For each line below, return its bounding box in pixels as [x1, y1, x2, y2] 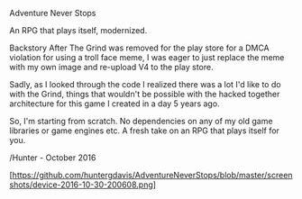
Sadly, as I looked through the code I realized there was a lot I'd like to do [9, 79, 281, 89]
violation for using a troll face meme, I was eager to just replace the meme [9, 52, 285, 62]
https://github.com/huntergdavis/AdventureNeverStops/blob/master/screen [12, 170, 293, 180]
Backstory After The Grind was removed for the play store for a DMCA [9, 42, 270, 53]
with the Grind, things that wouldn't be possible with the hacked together [9, 89, 280, 99]
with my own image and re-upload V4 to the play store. [9, 62, 214, 72]
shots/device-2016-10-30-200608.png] [9, 179, 156, 190]
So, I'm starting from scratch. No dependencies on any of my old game [9, 116, 273, 126]
